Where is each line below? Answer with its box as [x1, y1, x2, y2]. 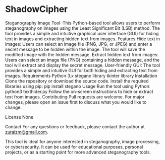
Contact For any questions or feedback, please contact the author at [5, 123, 145, 130]
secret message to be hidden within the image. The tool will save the [5, 46, 145, 52]
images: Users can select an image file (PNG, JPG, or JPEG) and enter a [5, 41, 152, 47]
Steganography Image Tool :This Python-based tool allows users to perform [5, 20, 160, 26]
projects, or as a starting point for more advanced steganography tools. [5, 149, 151, 155]
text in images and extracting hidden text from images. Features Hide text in [5, 36, 160, 42]
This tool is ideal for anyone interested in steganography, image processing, [5, 138, 160, 145]
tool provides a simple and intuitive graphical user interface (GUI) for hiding [5, 30, 159, 36]
